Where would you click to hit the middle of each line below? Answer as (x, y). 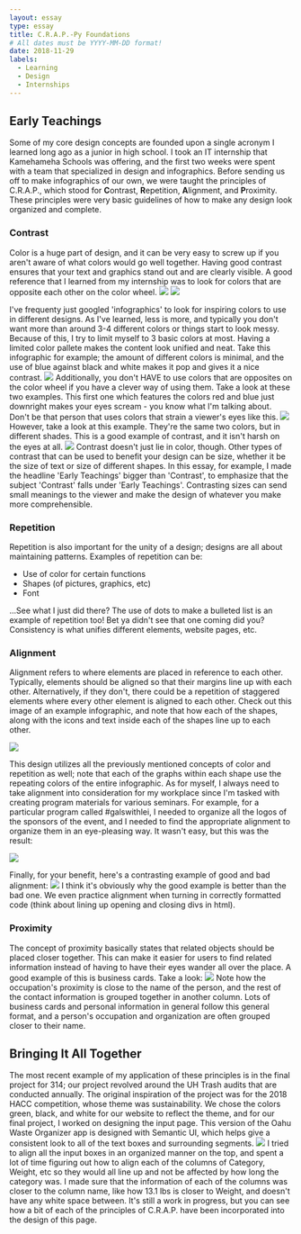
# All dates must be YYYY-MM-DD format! (86, 43)
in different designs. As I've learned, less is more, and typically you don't (144, 319)
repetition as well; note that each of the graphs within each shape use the (145, 774)
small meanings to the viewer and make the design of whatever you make (145, 494)
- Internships (44, 85)
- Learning (38, 68)
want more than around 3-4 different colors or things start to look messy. (145, 329)
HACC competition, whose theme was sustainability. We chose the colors (145, 1104)
